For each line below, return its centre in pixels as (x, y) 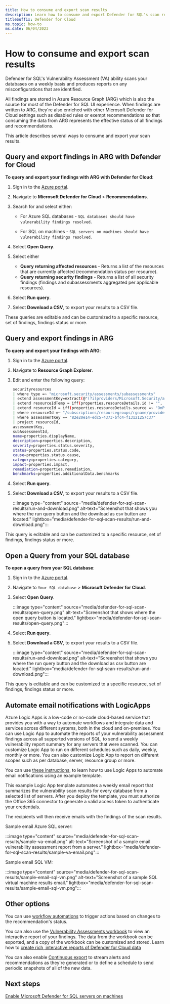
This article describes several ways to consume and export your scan (78, 136)
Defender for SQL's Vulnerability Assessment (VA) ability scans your (76, 78)
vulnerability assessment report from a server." (54, 847)
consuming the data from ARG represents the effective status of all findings (84, 121)
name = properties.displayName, (45, 436)
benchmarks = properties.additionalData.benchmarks (66, 474)
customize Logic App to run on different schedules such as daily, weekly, (81, 750)
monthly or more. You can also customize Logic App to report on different (82, 755)
